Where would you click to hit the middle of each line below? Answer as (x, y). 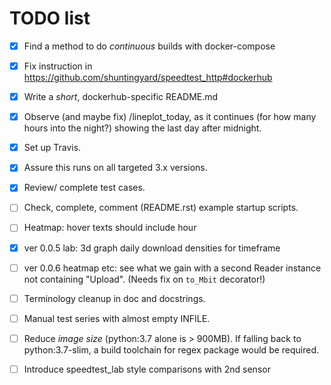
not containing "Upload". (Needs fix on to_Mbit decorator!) (144, 279)
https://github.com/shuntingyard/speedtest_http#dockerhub (148, 78)
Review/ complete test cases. (84, 188)
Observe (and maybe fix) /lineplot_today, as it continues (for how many (170, 117)
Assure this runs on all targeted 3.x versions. (115, 168)
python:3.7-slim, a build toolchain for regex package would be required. (171, 349)
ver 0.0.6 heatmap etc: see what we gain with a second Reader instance (172, 268)
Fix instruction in (58, 66)
